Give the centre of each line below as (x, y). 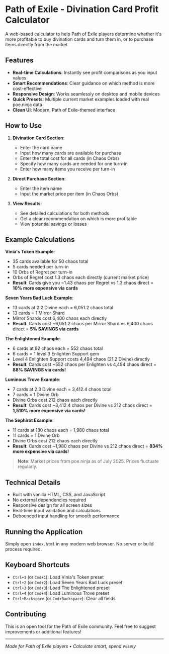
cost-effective (27, 88)
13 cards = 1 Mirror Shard (38, 313)
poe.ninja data (27, 105)
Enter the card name (41, 147)
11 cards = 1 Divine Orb (36, 435)
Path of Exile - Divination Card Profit (82, 9)
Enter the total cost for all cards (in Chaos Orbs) (69, 158)
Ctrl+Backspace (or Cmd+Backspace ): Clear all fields (64, 598)
